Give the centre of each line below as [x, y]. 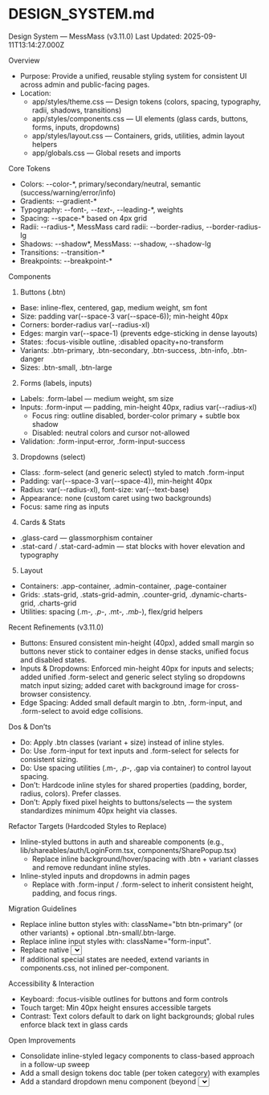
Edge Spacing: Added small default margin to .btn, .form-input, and [131, 702]
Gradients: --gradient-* [59, 201]
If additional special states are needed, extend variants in [114, 959]
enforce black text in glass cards [74, 1024]
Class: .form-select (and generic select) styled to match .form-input [132, 472]
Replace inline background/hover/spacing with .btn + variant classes [145, 859]
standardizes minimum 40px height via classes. [99, 810]
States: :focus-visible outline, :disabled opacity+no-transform [122, 342]
